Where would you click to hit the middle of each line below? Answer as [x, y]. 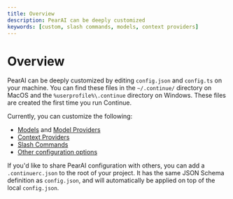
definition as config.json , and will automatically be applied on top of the [111, 180]
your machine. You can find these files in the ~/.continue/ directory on [110, 88]
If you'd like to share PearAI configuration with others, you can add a [106, 165]
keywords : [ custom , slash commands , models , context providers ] [103, 27]
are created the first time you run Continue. [69, 103]
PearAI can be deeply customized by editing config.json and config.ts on [115, 80]
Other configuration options [57, 152]
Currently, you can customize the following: [70, 117]
